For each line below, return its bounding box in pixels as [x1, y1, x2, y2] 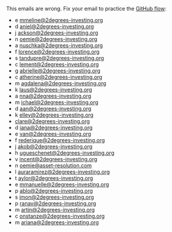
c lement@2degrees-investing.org [14, 61, 99, 68]
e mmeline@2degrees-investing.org [14, 17, 103, 23]
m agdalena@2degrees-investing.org [14, 80, 107, 87]
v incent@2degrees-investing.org [14, 156, 98, 162]
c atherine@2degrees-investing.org [14, 74, 102, 80]
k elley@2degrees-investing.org [14, 111, 94, 118]
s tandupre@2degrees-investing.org [14, 55, 104, 61]
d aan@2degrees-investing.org [14, 105, 92, 112]
